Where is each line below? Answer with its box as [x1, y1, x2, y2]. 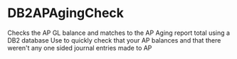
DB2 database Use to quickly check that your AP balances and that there [7, 36, 221, 44]
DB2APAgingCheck [7, 5, 125, 21]
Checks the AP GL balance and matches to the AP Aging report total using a [7, 28, 230, 37]
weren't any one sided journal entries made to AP [7, 43, 152, 52]
